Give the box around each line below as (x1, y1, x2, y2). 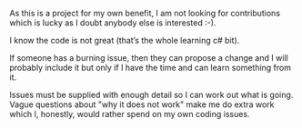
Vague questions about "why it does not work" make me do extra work (9, 99, 275, 110)
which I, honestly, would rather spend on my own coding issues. (9, 109, 250, 119)
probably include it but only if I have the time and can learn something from (9, 63, 291, 73)
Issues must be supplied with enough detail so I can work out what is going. (9, 90, 294, 100)
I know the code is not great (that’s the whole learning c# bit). (9, 35, 240, 45)
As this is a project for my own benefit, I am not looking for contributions (9, 8, 280, 18)
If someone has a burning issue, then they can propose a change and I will (9, 53, 288, 63)
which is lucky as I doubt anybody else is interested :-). (9, 17, 216, 28)
